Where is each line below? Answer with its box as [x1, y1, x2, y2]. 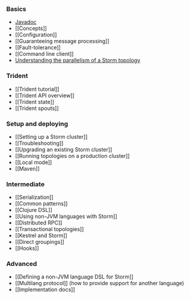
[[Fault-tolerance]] [14, 44, 61, 51]
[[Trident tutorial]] [14, 85, 60, 92]
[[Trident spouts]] [14, 104, 59, 112]
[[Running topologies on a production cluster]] [14, 152, 130, 159]
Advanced [6, 260, 37, 268]
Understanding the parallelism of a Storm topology [14, 56, 141, 64]
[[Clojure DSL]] [14, 207, 53, 214]
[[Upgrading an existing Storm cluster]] [14, 146, 112, 153]
